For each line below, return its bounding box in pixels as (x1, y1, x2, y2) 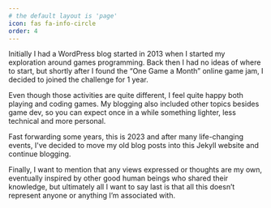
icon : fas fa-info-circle (8, 19, 96, 28)
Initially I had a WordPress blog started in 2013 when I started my (8, 49, 226, 59)
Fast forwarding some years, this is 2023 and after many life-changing (8, 132, 244, 142)
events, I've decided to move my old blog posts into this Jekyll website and (8, 141, 260, 151)
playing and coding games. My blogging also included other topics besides (8, 99, 260, 109)
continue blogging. (8, 149, 71, 159)
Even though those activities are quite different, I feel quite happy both (8, 91, 243, 100)
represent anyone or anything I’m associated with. (8, 191, 176, 201)
